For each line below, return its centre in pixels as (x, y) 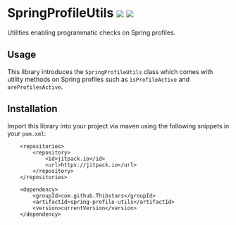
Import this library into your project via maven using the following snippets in (118, 126)
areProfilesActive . (35, 87)
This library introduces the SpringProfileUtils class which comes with (110, 71)
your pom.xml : (27, 133)
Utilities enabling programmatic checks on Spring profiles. (92, 32)
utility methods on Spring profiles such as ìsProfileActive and (99, 79)
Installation (32, 109)
